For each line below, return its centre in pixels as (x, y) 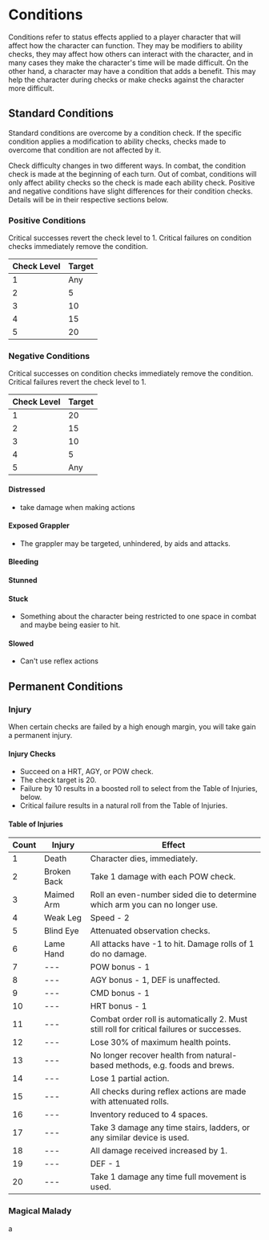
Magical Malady (40, 1211)
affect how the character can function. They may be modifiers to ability (125, 45)
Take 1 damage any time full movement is (168, 1177)
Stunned (23, 580)
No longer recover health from (147, 1055)
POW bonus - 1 (120, 967)
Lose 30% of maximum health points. (161, 1042)
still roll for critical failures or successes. (166, 1030)
